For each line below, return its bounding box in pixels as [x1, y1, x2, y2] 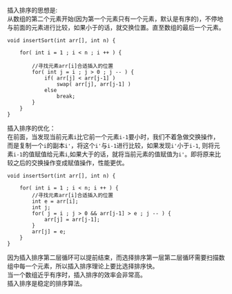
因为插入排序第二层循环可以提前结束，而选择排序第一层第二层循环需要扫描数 [7, 253, 225, 261]
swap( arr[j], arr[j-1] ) [56, 81, 131, 88]
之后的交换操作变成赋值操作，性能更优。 [12, 158, 128, 167]
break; [56, 93, 76, 100]
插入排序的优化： [7, 124, 56, 132]
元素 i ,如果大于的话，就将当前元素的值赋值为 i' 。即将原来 [52, 150, 215, 158]
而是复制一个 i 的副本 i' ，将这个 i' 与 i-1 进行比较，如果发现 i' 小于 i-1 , [7, 141, 201, 149]
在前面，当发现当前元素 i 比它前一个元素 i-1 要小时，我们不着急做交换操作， [7, 133, 220, 140]
